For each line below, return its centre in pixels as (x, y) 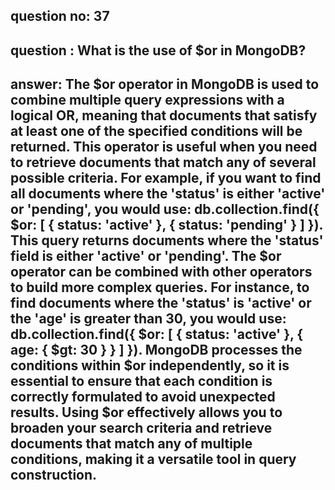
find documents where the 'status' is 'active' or (161, 303)
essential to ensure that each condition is (141, 381)
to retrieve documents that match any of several (163, 162)
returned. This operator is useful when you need (164, 147)
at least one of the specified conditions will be (156, 131)
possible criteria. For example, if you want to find (166, 178)
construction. (54, 475)
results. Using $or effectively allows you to (146, 412)
